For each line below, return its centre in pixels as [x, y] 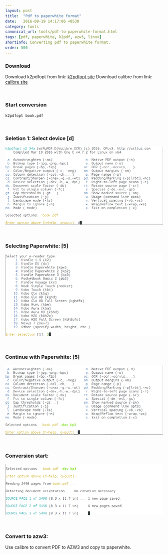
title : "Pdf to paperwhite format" [43, 16]
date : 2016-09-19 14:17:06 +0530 [42, 21]
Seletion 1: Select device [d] [39, 138]
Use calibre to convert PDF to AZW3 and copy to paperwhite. [68, 547]
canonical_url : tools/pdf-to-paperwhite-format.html [61, 32]
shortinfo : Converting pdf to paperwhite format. [58, 43]
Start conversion [26, 104]
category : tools [22, 27]
